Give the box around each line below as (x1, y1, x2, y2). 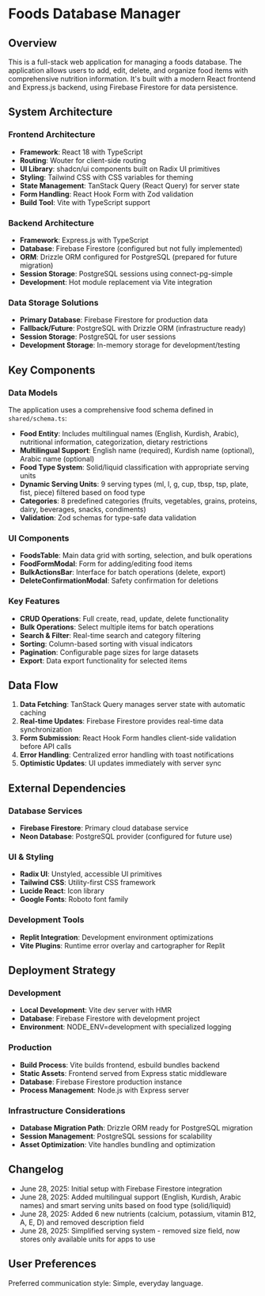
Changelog (8, 1163, 64, 1176)
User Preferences (8, 1257, 97, 1271)
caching (19, 708, 47, 717)
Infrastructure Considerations (8, 1105, 126, 1116)
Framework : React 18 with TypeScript (19, 147, 143, 157)
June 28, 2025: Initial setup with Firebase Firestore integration (19, 1184, 223, 1193)
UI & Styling (8, 851, 54, 862)
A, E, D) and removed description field (19, 1217, 145, 1227)
